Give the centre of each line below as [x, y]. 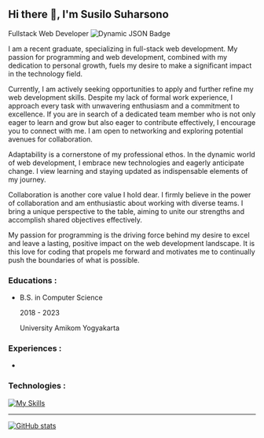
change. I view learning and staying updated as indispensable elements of [128, 171]
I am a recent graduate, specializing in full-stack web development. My [123, 49]
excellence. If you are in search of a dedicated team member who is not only [132, 114]
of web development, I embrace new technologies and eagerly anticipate [126, 163]
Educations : [33, 280]
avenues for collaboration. [50, 139]
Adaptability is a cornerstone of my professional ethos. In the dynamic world [132, 154]
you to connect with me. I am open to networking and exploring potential [126, 131]
